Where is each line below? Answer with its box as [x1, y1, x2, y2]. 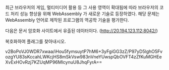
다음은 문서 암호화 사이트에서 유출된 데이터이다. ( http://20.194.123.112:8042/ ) [5, 28, 158, 34]
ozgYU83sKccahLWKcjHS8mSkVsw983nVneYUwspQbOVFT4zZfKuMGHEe [5, 54, 162, 59]
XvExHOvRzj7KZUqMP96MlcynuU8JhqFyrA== [5, 59, 102, 65]
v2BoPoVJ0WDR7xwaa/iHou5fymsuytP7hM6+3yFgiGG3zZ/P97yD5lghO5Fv [5, 48, 163, 54]
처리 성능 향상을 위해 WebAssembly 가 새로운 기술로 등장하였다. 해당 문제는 [10, 11, 160, 17]
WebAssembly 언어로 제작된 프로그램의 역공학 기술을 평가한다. [5, 17, 130, 23]
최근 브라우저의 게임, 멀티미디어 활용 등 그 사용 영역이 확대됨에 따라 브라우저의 [5, 5, 159, 10]
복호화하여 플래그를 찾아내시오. [5, 38, 67, 44]
